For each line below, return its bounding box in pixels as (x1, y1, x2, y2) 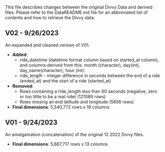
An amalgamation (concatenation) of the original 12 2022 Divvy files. (5, 131, 144, 137)
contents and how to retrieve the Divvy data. (5, 15, 95, 20)
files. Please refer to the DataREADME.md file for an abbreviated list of (5, 9, 148, 15)
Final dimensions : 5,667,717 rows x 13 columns (12, 141, 108, 147)
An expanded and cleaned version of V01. (5, 42, 90, 48)
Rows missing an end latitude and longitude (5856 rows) (19, 99, 134, 105)
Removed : (12, 83, 33, 89)
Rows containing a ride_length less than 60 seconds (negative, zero (19, 88, 158, 94)
